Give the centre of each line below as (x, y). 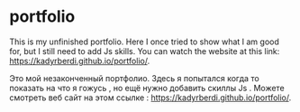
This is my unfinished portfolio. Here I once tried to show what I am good (144, 42)
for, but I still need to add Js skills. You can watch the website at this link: (145, 51)
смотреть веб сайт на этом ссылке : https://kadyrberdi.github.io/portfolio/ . (150, 98)
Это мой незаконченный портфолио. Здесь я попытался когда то (134, 78)
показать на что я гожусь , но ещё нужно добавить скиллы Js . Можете (147, 88)
